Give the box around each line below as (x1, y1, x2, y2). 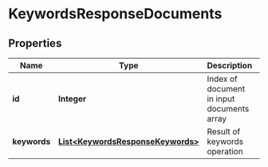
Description (207, 60, 253, 71)
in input (207, 93, 235, 104)
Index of (207, 73, 238, 84)
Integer (58, 93, 87, 104)
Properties (8, 37, 62, 50)
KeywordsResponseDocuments (8, 5, 223, 23)
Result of (207, 126, 241, 137)
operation (207, 146, 243, 157)
